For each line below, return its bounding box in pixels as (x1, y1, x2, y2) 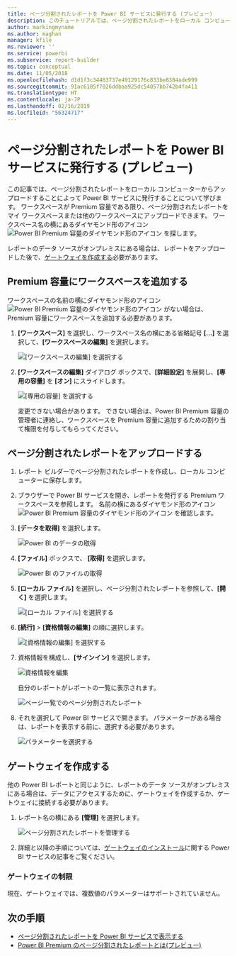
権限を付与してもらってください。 (23, 424, 122, 433)
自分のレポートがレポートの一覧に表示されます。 (17, 684, 161, 692)
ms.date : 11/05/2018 (7, 70, 69, 77)
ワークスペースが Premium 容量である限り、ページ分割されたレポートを (21, 202, 229, 211)
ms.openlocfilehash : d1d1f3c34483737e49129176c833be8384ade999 (7, 76, 198, 84)
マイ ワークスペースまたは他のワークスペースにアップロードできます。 (7, 211, 212, 220)
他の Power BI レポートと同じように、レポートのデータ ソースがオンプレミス (7, 781, 230, 789)
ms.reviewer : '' (7, 43, 55, 50)
